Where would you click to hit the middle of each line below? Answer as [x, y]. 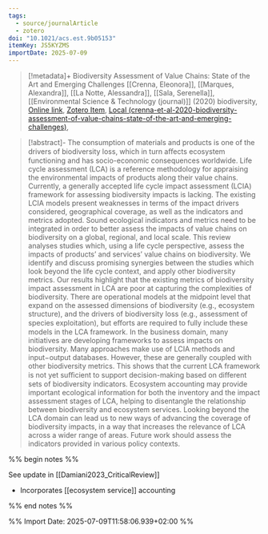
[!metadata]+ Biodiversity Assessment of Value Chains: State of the [139, 76]
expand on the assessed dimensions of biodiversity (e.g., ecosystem [141, 305]
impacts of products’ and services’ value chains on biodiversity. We [139, 254]
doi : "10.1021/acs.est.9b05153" [62, 38]
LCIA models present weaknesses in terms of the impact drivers [134, 203]
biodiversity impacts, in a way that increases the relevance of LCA [137, 427]
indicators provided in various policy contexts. [104, 443]
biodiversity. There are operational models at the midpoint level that [139, 297]
